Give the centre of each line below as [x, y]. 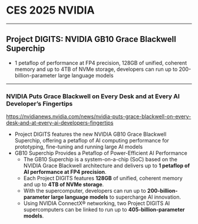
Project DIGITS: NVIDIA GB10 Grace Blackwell [91, 39]
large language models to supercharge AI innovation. [116, 197]
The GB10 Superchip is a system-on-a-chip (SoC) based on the [100, 160]
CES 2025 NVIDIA [50, 10]
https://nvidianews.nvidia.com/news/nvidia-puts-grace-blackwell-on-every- [99, 116]
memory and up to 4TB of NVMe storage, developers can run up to [96, 69]
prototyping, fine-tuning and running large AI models [79, 147]
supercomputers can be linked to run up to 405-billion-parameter [104, 210]
